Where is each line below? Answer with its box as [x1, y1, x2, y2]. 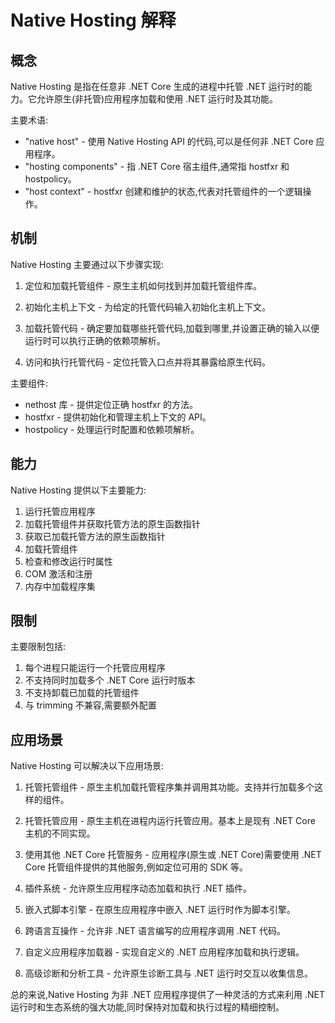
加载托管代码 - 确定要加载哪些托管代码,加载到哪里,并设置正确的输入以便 [24, 322, 320, 334]
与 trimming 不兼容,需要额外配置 [24, 699, 157, 711]
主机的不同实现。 [24, 827, 96, 840]
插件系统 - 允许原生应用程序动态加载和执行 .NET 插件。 [24, 882, 253, 895]
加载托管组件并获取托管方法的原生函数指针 [24, 517, 201, 530]
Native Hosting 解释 [10, 9, 177, 32]
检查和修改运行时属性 [24, 555, 113, 567]
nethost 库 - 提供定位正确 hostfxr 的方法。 [24, 398, 198, 410]
